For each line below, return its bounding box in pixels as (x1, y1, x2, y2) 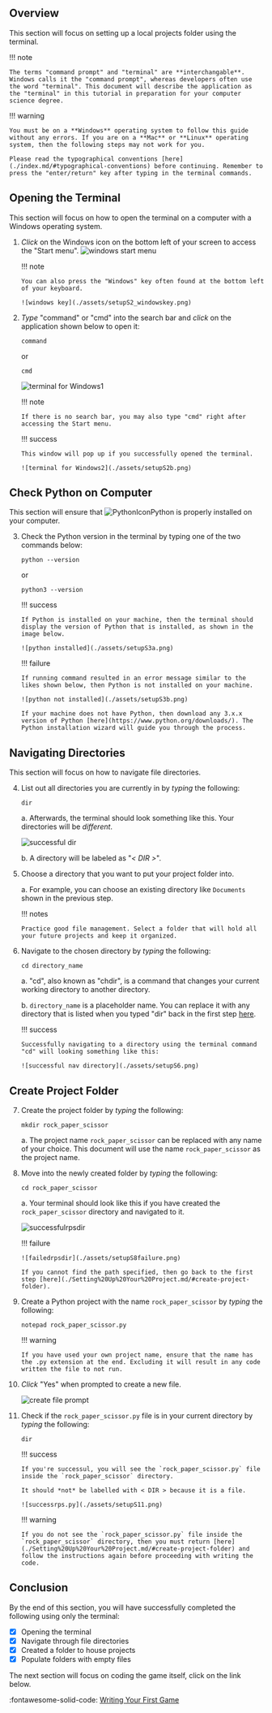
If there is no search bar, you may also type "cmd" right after (20, 412, 246, 421)
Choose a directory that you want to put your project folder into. (20, 869, 234, 879)
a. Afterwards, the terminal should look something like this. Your (20, 813, 234, 823)
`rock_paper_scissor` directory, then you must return (20, 1538, 210, 1546)
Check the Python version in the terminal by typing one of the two (20, 532, 241, 542)
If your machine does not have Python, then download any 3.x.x (20, 710, 243, 718)
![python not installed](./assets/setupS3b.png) (20, 696, 189, 704)
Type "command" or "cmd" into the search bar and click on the (20, 313, 232, 322)
